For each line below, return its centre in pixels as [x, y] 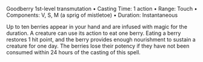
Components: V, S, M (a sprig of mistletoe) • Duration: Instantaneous [92, 15]
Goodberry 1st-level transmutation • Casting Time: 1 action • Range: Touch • [102, 9]
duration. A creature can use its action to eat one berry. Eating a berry [94, 33]
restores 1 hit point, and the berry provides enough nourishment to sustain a [101, 39]
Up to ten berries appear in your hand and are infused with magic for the [97, 27]
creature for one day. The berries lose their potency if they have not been [98, 46]
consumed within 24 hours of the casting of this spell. [74, 52]
